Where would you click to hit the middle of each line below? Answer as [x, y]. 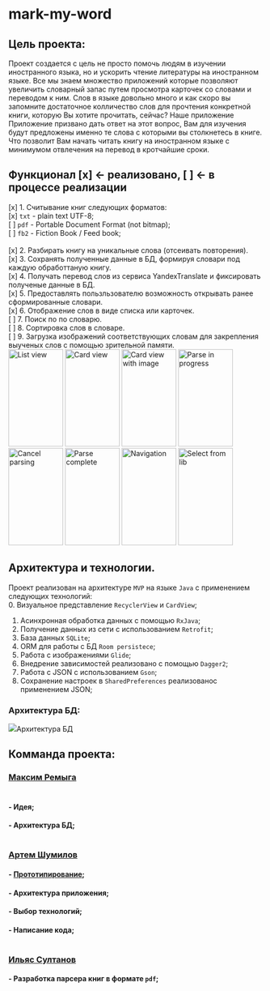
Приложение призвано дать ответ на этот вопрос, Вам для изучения [127, 124]
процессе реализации [67, 188]
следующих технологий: [51, 596]
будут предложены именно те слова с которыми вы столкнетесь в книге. [135, 132]
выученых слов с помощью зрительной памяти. [92, 344]
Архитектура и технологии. [82, 568]
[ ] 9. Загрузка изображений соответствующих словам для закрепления [133, 336]
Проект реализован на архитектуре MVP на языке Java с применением [129, 587]
